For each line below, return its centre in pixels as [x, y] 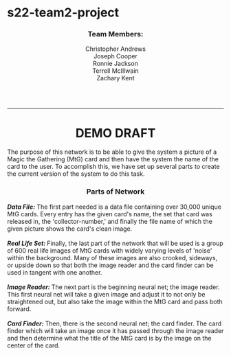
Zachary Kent [115, 78]
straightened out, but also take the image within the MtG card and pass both [115, 301]
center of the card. [34, 345]
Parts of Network [115, 192]
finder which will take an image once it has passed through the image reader [115, 330]
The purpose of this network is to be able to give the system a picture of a [112, 152]
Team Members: [115, 34]
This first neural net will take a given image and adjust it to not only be [106, 294]
